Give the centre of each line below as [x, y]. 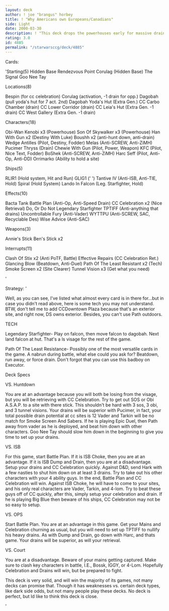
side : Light [18, 24]
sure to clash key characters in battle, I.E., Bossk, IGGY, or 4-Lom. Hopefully [84, 565]
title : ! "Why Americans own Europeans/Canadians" [59, 19]
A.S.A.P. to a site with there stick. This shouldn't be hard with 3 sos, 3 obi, [82, 405]
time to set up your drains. [32, 437]
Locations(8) [18, 87]
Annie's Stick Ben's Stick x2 [34, 239]
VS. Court [15, 550]
